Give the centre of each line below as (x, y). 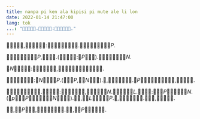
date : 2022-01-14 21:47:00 (40, 17)
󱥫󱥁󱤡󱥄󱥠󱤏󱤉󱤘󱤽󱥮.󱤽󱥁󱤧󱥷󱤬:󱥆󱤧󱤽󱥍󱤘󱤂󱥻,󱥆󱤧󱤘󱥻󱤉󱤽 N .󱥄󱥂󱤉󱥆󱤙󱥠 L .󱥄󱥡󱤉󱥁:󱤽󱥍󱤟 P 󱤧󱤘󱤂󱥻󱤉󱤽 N (99, 92)
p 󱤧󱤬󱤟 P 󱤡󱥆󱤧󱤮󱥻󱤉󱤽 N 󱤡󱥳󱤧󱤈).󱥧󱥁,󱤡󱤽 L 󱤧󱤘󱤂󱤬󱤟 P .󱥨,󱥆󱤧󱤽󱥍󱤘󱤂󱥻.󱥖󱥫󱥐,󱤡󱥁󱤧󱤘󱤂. (93, 98)
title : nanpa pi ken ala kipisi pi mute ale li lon (72, 12)
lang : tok (19, 23)
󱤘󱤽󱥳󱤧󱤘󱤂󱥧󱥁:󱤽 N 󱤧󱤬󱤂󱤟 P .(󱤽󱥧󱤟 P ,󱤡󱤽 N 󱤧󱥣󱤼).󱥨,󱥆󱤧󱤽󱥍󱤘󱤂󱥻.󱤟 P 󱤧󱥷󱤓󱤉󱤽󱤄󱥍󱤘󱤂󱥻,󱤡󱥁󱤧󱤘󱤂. (101, 80)
